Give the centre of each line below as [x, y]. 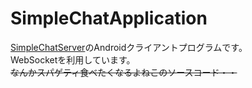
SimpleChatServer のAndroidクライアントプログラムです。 [129, 47]
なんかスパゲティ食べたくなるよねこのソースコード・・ [124, 72]
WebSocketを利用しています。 [73, 59]
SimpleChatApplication [109, 18]
